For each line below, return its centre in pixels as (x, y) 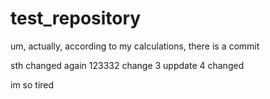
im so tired (32, 84)
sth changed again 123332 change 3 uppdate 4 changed (127, 65)
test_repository (76, 18)
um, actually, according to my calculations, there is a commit (135, 46)
